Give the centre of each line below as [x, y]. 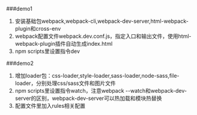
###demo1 [20, 9]
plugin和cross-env [38, 29]
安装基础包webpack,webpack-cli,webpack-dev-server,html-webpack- [102, 21]
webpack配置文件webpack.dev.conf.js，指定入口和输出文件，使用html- [103, 36]
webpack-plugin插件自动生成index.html [64, 44]
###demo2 [20, 63]
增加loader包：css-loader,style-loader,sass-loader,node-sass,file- [97, 76]
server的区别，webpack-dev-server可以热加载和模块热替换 [88, 98]
